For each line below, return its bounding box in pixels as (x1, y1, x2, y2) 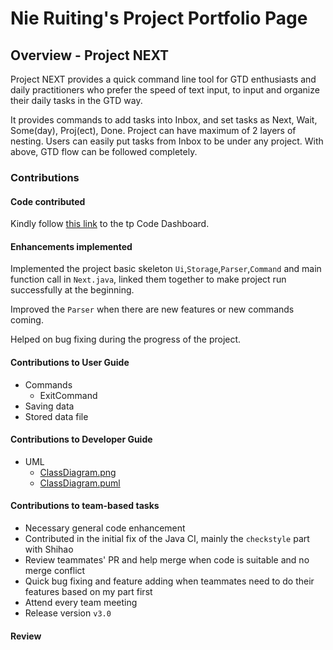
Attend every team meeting (24, 596, 138, 608)
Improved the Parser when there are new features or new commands (10, 303, 295, 316)
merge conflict (24, 564, 86, 576)
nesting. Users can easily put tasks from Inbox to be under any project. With (10, 135, 324, 147)
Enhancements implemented (10, 240, 133, 252)
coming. (10, 314, 44, 326)
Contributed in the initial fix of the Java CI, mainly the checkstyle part (24, 532, 310, 544)
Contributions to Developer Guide (10, 433, 153, 446)
